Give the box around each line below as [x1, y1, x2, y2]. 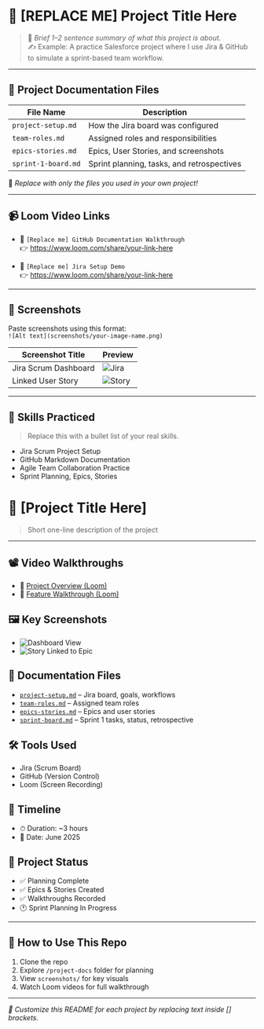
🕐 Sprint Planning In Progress [19, 903, 117, 912]
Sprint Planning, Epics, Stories [19, 471, 118, 482]
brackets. [8, 1013, 39, 1022]
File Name [27, 106, 66, 117]
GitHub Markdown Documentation [19, 455, 130, 464]
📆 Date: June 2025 [19, 833, 81, 842]
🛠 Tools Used [8, 738, 77, 752]
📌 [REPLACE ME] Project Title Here [8, 7, 237, 25]
